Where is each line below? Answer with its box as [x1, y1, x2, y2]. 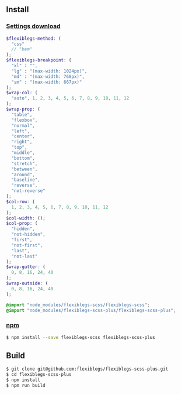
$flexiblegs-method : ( [6, 35, 61, 42]
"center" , [11, 133, 35, 139]
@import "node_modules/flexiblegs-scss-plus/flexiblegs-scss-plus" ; [6, 307, 176, 313]
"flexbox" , [11, 117, 38, 123]
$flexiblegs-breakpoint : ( [6, 57, 72, 63]
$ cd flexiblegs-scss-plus [6, 372, 72, 378]
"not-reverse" [11, 188, 46, 194]
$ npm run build [6, 383, 46, 389]
